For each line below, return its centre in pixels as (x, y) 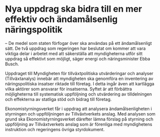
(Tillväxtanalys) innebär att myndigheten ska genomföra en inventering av (79, 78)
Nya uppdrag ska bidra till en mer (74, 9)
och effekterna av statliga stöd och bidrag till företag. (59, 99)
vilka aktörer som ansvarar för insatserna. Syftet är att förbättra (69, 89)
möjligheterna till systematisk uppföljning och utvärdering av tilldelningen (79, 94)
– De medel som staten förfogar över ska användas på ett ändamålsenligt (79, 43)
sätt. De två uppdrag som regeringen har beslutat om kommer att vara (75, 48)
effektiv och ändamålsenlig (61, 19)
